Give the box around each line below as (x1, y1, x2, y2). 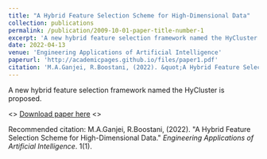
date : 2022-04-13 (8, 41, 66, 49)
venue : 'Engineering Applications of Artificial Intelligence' (8, 48, 222, 56)
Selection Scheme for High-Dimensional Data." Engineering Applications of (8, 133, 254, 142)
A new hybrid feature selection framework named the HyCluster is (8, 85, 225, 95)
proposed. (8, 93, 42, 103)
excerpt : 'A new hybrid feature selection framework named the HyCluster (8, 33, 258, 42)
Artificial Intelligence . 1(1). (8, 141, 93, 151)
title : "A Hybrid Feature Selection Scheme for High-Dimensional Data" (8, 11, 250, 20)
